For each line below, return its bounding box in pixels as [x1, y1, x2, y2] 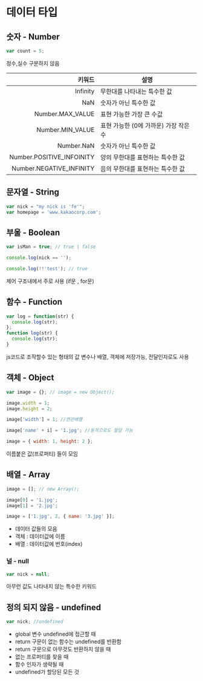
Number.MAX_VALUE [34, 110, 95, 118]
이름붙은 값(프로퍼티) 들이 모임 [6, 450, 79, 457]
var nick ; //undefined [6, 619, 63, 625]
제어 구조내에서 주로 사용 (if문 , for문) [6, 277, 95, 285]
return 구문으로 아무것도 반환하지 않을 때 [14, 646, 111, 653]
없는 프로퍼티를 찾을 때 [14, 653, 69, 660]
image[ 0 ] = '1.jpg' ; [6, 497, 59, 503]
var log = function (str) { [6, 313, 74, 319]
